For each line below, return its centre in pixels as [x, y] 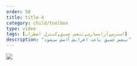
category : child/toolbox [37, 23]
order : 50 [19, 12]
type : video [21, 28]
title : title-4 [25, 17]
